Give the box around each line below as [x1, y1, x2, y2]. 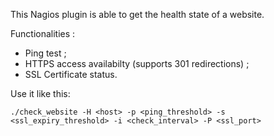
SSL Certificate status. [24, 69, 118, 80]
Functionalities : [10, 28, 76, 39]
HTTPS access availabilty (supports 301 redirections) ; [24, 58, 250, 69]
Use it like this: [10, 88, 71, 99]
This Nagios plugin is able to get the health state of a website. [10, 9, 265, 20]
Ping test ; [24, 47, 67, 59]
